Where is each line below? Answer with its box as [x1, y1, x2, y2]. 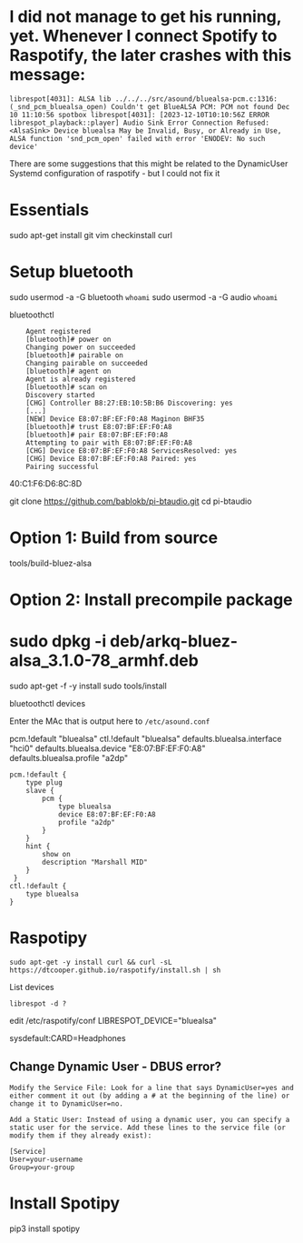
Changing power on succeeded [25, 343, 136, 352]
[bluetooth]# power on [25, 335, 112, 344]
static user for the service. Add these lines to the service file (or [9, 1123, 286, 1132]
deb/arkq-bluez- [110, 631, 239, 652]
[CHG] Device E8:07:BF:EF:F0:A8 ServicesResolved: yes [25, 446, 238, 456]
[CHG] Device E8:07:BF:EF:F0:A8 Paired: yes [25, 454, 197, 463]
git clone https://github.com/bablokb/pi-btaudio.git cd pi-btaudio [9, 496, 252, 506]
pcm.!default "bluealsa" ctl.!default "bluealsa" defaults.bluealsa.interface [9, 733, 282, 744]
